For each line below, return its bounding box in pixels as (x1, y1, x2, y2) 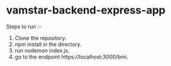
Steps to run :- (6, 23, 42, 30)
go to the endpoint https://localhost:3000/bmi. (14, 53, 129, 60)
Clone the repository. (14, 34, 66, 41)
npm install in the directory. (14, 41, 82, 48)
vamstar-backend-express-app (6, 4, 166, 17)
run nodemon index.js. (14, 47, 70, 54)
